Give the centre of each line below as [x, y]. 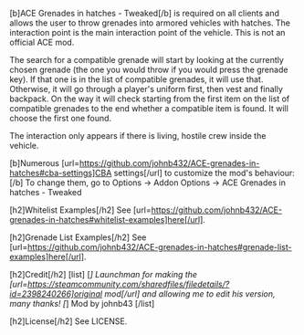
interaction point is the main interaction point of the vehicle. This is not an [147, 32]
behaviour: [274, 173]
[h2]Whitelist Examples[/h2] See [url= [81, 210]
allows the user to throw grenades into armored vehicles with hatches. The [150, 23]
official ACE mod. [42, 42]
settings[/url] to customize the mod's [183, 173]
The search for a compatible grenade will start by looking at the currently [147, 60]
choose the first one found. [61, 118]
